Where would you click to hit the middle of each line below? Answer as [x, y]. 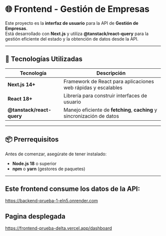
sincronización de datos [91, 116]
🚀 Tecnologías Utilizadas [44, 59]
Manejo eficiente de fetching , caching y [110, 110]
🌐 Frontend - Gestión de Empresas [77, 9]
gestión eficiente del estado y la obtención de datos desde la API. [72, 39]
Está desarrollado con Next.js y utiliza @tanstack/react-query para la [77, 34]
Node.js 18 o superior [34, 163]
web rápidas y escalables [93, 88]
